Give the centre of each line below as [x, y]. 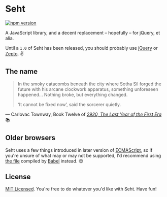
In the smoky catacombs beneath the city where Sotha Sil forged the [89, 84]
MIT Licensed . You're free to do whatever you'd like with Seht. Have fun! [81, 189]
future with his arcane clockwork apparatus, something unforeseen [88, 89]
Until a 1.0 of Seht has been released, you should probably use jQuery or [82, 48]
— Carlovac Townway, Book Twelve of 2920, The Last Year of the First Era [83, 114]
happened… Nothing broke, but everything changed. [73, 94]
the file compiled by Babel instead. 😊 [44, 161]
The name [22, 72]
